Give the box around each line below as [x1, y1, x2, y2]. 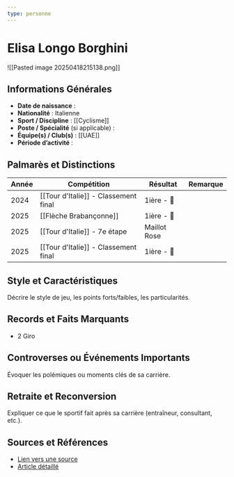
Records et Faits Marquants [7, 314, 130, 325]
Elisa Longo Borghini [7, 40, 128, 56]
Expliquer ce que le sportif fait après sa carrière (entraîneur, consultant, [7, 409, 212, 417]
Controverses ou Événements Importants [7, 352, 190, 364]
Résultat [148, 179, 178, 189]
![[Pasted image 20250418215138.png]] [7, 63, 120, 72]
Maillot [144, 223, 167, 232]
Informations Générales [7, 83, 113, 95]
